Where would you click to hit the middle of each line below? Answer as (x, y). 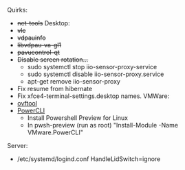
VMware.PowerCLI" (55, 132)
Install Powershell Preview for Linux (78, 118)
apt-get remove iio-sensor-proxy (74, 81)
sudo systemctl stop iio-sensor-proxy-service (92, 67)
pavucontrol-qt (38, 52)
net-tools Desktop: (43, 23)
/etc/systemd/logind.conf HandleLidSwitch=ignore (89, 159)
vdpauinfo (31, 38)
